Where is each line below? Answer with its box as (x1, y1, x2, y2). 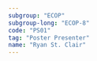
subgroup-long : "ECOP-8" (8, 19, 90, 27)
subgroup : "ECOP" (8, 11, 65, 20)
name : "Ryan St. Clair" (8, 41, 87, 49)
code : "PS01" (8, 26, 51, 34)
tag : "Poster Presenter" (8, 33, 90, 42)
